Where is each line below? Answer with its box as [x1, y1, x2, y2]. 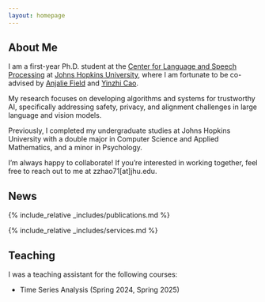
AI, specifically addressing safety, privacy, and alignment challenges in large [8, 102, 257, 111]
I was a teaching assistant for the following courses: [8, 270, 178, 279]
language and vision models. [8, 111, 102, 120]
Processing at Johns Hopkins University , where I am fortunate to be [8, 70, 229, 80]
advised [8, 78, 34, 88]
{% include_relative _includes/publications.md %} [8, 210, 170, 220]
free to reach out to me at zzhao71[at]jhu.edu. [8, 167, 157, 176]
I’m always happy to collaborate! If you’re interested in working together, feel [8, 158, 258, 168]
